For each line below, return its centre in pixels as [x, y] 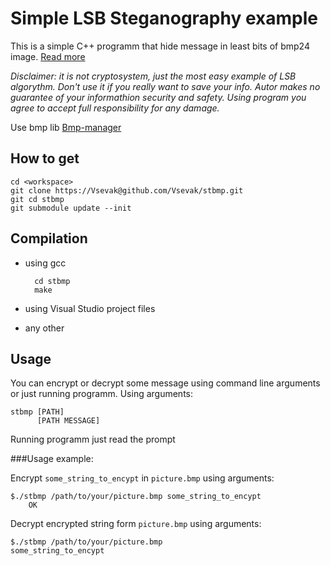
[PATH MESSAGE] [68, 421]
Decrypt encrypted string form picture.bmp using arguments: [136, 524]
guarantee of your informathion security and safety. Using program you [158, 97]
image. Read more [48, 56]
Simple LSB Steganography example [164, 18]
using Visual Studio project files [90, 308]
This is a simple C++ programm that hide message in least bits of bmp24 [160, 46]
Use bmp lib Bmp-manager [66, 127]
